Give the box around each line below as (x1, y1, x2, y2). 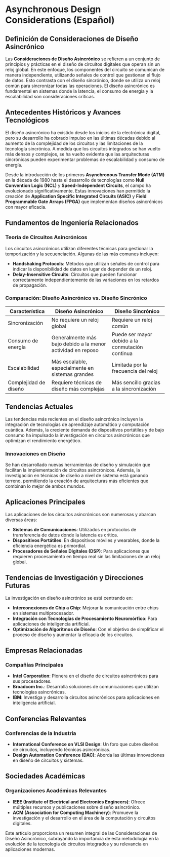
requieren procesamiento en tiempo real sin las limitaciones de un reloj (12, 553, 160, 559)
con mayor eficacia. (5, 204, 47, 210)
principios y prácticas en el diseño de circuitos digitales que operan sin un (5, 61, 160, 67)
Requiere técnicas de (51, 379, 102, 386)
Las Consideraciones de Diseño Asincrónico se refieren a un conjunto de (5, 56, 160, 62)
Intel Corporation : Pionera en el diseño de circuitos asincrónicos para (12, 673, 158, 679)
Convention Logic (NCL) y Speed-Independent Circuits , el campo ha (5, 182, 151, 188)
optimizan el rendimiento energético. (5, 437, 82, 444)
